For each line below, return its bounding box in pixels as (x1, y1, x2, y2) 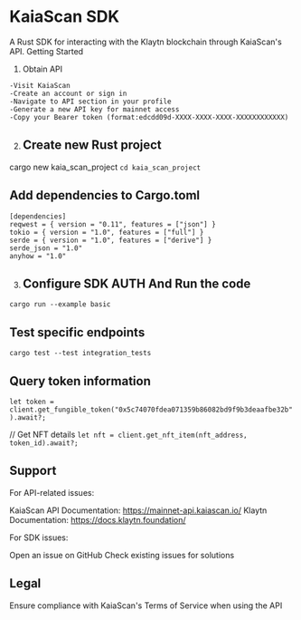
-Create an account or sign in (9, 89, 127, 98)
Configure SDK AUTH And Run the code (22, 276, 251, 291)
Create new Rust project (22, 138, 163, 153)
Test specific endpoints (9, 325, 146, 340)
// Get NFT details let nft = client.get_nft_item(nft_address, (9, 429, 248, 440)
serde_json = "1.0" (9, 243, 83, 253)
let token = (9, 397, 54, 406)
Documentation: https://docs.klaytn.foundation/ (9, 514, 187, 525)
